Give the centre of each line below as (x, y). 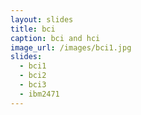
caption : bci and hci (55, 38)
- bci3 (33, 85)
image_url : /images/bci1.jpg (71, 47)
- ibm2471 (39, 94)
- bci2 (33, 76)
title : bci (33, 29)
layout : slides (42, 19)
